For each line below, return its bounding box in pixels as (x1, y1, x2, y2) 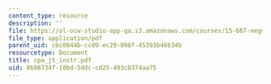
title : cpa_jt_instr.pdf (8, 57, 92, 65)
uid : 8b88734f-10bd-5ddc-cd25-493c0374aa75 (8, 64, 157, 72)
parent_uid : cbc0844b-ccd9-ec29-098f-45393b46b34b (8, 42, 182, 50)
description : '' (8, 19, 63, 27)
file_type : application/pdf (8, 34, 103, 42)
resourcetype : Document (8, 49, 89, 57)
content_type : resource (8, 11, 89, 20)
